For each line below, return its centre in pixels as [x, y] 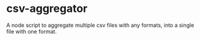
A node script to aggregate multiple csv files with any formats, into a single [100, 25]
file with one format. [31, 31]
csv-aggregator [47, 9]
